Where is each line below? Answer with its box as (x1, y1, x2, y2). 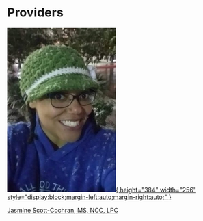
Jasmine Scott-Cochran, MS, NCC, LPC (7, 206, 118, 214)
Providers (7, 5, 64, 21)
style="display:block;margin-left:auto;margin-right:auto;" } (7, 193, 172, 201)
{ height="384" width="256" (116, 185, 197, 194)
